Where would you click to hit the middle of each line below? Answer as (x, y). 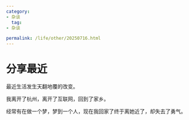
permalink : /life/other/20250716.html (53, 39)
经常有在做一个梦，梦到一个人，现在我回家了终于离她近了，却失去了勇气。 (96, 111)
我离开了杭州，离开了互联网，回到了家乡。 (58, 99)
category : (18, 11)
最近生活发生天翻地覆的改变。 (42, 87)
